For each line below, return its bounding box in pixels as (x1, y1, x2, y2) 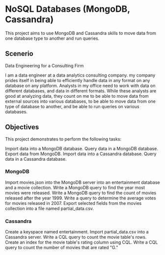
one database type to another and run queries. (5, 35, 100, 41)
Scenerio (5, 50, 33, 58)
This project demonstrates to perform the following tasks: (5, 136, 122, 142)
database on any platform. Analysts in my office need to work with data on (5, 83, 156, 88)
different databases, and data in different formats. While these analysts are (5, 87, 157, 94)
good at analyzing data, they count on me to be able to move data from (5, 93, 149, 99)
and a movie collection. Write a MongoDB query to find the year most (5, 184, 145, 190)
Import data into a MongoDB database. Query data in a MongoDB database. (5, 145, 158, 151)
